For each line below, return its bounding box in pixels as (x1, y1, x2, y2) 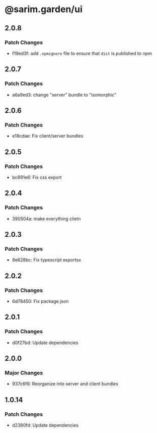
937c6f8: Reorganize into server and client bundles (12, 381, 119, 387)
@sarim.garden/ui (5, 4, 83, 15)
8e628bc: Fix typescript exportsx (12, 257, 82, 263)
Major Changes (5, 369, 43, 376)
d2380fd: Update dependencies (12, 422, 79, 428)
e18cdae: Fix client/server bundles (12, 133, 84, 139)
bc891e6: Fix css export (12, 174, 62, 180)
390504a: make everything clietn (12, 215, 81, 222)
